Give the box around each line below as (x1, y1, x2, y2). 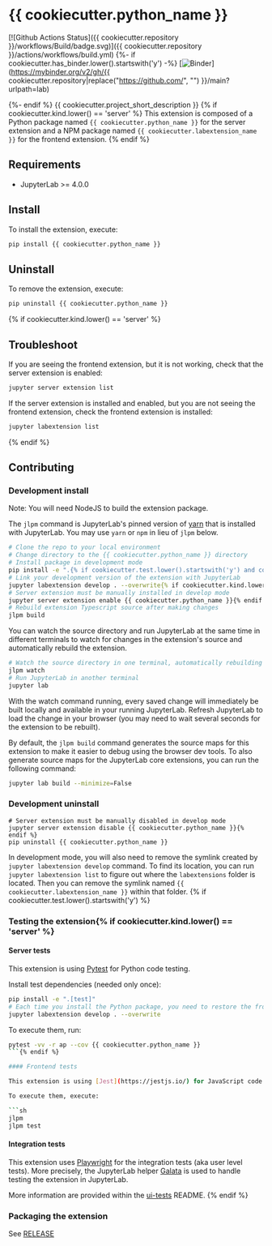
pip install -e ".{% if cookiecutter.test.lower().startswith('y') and (8, 566, 255, 574)
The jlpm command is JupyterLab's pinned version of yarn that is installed (8, 519, 257, 529)
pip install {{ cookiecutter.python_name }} (8, 240, 161, 248)
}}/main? (201, 75, 230, 85)
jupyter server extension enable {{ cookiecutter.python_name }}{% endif (8, 596, 263, 605)
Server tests (8, 946, 51, 956)
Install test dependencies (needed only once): (8, 979, 162, 989)
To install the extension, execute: (8, 225, 118, 234)
